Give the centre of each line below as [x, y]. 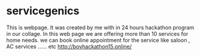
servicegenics [43, 11]
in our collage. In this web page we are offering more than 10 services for [97, 33]
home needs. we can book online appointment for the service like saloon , [98, 40]
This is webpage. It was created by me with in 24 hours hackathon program [100, 27]
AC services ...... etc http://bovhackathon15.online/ [69, 46]
